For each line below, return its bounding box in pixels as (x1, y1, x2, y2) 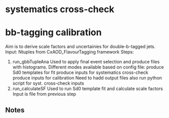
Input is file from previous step (12, 91, 77, 97)
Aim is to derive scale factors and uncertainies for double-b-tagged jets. (5, 44, 156, 50)
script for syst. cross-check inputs (12, 80, 84, 87)
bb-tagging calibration (5, 27, 102, 38)
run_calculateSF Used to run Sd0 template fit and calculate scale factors (12, 86, 163, 92)
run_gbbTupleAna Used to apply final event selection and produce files (12, 59, 160, 65)
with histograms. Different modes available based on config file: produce (12, 64, 164, 70)
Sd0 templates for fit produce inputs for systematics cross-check (12, 69, 149, 75)
